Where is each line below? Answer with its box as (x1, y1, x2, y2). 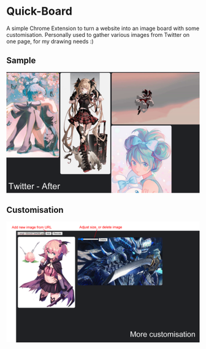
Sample (6, 55, 36, 66)
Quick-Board (6, 4, 72, 18)
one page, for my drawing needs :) (6, 37, 94, 45)
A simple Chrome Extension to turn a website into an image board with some (6, 25, 200, 32)
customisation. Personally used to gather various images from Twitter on (6, 31, 190, 38)
